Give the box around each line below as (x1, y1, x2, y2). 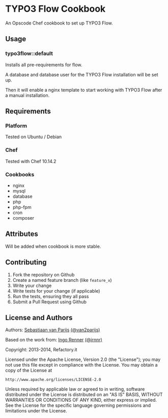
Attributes (5, 230, 38, 239)
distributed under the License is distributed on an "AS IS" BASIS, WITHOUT (5, 391, 163, 398)
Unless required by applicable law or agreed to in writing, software (5, 386, 145, 393)
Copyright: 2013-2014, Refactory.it (5, 347, 77, 353)
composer (12, 215, 35, 221)
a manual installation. (5, 92, 50, 98)
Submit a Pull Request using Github (12, 299, 87, 305)
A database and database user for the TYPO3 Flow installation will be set (5, 71, 158, 77)
